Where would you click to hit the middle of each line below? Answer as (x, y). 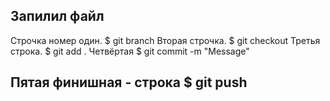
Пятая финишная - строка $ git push (129, 82)
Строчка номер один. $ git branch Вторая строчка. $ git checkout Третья (165, 40)
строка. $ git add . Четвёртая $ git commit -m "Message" (130, 51)
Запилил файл (57, 16)
